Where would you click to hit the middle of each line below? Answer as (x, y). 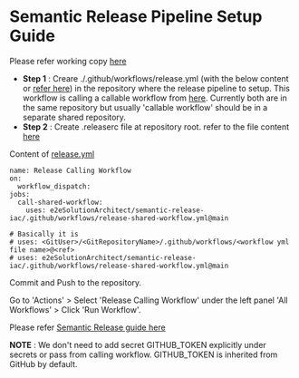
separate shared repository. (74, 117)
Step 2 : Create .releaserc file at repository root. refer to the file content (156, 126)
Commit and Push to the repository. (76, 282)
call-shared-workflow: (60, 202)
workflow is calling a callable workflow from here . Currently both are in (154, 98)
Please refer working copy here (68, 61)
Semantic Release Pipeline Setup (136, 17)
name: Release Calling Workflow (70, 170)
